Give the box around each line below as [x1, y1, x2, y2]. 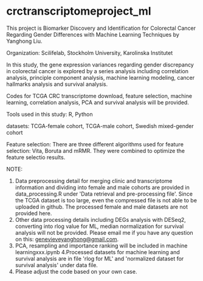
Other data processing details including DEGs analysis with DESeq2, [15, 216, 187, 223]
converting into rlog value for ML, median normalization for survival [15, 222, 184, 230]
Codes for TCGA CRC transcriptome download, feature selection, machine [6, 92, 193, 99]
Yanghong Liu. [6, 37, 43, 44]
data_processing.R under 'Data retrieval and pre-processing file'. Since [15, 190, 193, 197]
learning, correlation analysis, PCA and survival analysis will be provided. [6, 99, 190, 106]
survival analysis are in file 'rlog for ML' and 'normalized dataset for [15, 255, 184, 262]
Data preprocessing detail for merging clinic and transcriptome [15, 177, 173, 184]
